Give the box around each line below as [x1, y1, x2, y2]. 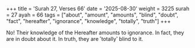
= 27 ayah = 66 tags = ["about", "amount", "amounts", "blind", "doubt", [6, 11, 179, 18]
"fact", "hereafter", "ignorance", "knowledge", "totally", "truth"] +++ [6, 18, 171, 24]
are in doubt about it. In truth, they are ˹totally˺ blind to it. [6, 36, 143, 42]
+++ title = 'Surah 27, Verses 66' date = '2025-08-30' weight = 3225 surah [6, 5, 190, 12]
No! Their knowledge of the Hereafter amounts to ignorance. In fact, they [6, 29, 184, 36]
